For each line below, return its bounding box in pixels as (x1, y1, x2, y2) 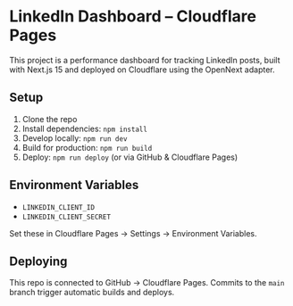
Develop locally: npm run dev (21, 132, 128, 144)
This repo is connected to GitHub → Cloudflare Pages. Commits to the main (9, 277, 285, 288)
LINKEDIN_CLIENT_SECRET (21, 212, 112, 221)
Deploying (9, 253, 68, 269)
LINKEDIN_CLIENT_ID (21, 203, 96, 211)
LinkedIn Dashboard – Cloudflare (9, 6, 257, 27)
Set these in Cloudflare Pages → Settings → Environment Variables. (9, 227, 257, 238)
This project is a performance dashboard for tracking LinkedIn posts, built (9, 54, 280, 65)
